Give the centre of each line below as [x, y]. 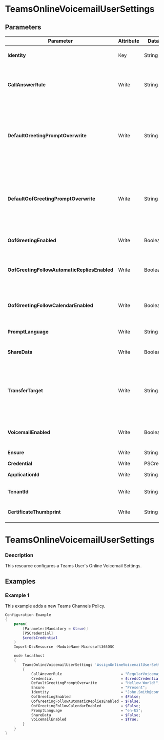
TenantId [18, 492]
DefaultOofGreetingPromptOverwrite [51, 199]
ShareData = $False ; [86, 715]
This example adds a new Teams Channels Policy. [55, 606]
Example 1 [17, 595]
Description [19, 555]
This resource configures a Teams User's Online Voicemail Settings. [73, 566]
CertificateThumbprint [34, 512]
